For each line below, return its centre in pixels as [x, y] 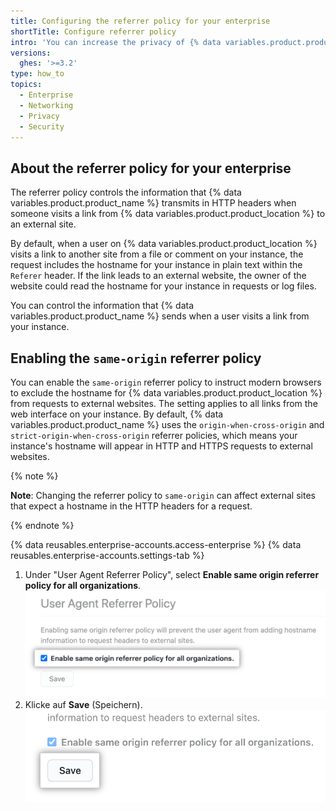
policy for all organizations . [83, 585]
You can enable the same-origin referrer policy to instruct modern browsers [166, 382]
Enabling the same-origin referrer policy [136, 358]
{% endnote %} [42, 525]
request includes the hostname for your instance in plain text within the [156, 265]
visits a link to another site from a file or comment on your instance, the [157, 254]
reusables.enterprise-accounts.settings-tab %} [107, 555]
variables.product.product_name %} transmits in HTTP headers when [153, 203]
